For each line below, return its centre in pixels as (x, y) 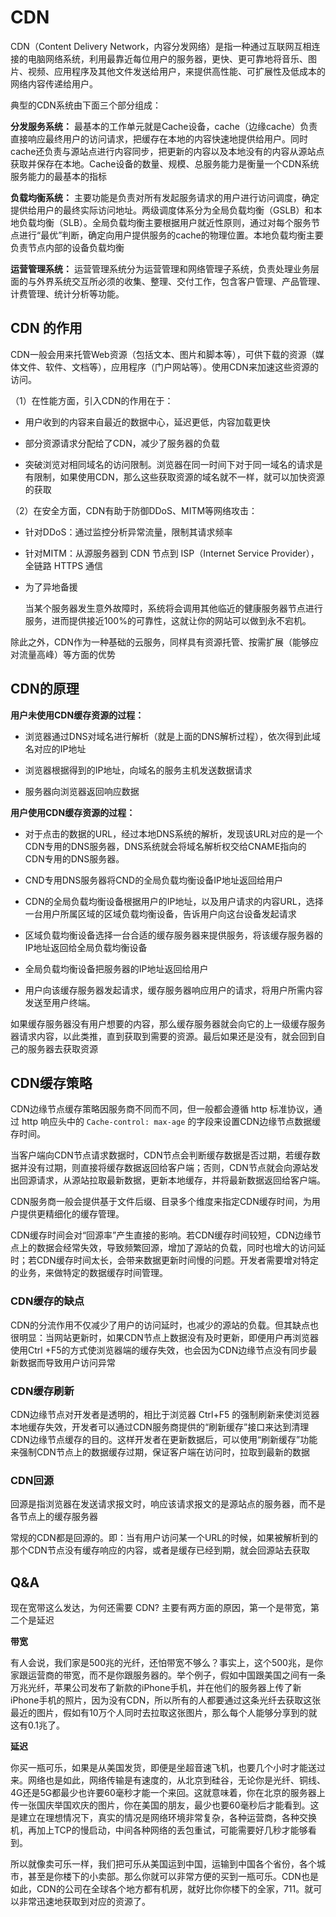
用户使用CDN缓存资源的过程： (73, 812)
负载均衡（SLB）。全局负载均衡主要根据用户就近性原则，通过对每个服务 (165, 222)
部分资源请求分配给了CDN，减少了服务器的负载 (122, 443)
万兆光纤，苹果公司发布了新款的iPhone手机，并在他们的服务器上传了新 (156, 1688)
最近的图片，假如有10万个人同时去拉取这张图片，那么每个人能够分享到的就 (164, 1713)
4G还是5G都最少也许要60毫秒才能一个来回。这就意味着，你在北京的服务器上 (168, 1793)
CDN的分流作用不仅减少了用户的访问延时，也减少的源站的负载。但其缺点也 (164, 1325)
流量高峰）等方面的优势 (67, 654)
